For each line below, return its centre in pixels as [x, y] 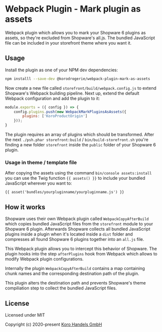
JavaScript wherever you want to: [39, 183]
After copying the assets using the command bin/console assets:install [78, 173]
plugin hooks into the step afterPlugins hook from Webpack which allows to [81, 254]
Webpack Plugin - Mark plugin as [73, 9]
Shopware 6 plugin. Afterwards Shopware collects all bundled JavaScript [78, 229]
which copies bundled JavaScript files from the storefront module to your [79, 224]
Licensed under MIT [25, 315]
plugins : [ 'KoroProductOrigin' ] [55, 116]
